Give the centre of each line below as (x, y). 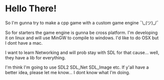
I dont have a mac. (24, 43)
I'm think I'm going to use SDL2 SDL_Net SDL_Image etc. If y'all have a (77, 67)
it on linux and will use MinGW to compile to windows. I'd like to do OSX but (82, 38)
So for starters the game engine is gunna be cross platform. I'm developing (82, 32)
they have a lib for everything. (35, 57)
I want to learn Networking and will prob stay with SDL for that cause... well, (82, 53)
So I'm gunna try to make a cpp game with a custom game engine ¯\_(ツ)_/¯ (82, 23)
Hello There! (31, 9)
